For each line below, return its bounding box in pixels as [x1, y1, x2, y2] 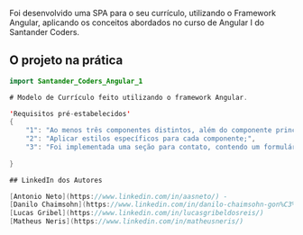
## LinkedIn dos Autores [9, 176, 103, 185]
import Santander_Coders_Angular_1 [9, 77, 143, 86]
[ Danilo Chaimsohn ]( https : [9, 200, 111, 210]
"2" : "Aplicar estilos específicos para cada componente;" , [25, 134, 256, 143]
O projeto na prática [9, 53, 124, 68]
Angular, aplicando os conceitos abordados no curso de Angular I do [9, 17, 264, 28]
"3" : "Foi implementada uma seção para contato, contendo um [25, 143, 260, 152]
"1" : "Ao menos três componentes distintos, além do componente [25, 126, 272, 135]
